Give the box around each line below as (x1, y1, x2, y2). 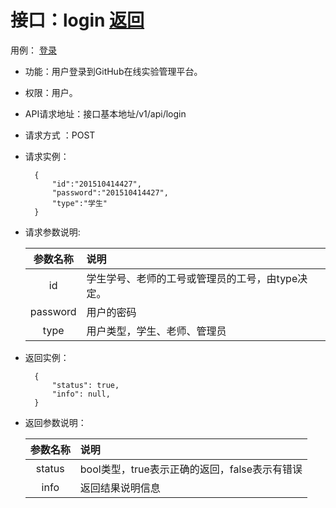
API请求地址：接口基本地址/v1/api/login (24, 107, 187, 120)
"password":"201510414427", (51, 187, 169, 198)
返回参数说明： (24, 416, 87, 428)
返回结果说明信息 (79, 481, 161, 495)
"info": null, (51, 389, 111, 399)
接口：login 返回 (10, 9, 145, 32)
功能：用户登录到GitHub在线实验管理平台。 (24, 65, 203, 77)
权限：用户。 (24, 86, 78, 98)
